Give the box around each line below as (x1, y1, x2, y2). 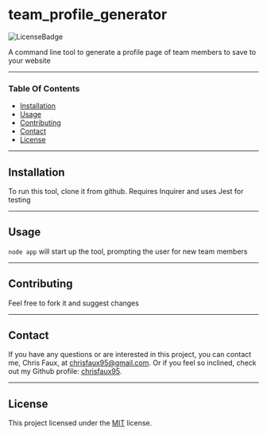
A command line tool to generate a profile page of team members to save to (8, 47, 257, 56)
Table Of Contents (8, 83, 80, 94)
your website (8, 56, 51, 65)
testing (8, 195, 31, 204)
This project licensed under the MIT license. (8, 418, 153, 428)
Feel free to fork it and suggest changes (8, 298, 139, 308)
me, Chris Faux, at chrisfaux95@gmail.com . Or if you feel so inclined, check (8, 358, 257, 367)
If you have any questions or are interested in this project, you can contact (8, 350, 252, 359)
